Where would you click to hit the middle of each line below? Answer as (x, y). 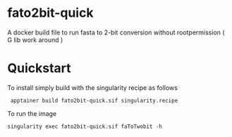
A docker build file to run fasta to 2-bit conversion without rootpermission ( (116, 32)
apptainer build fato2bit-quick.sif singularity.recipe (94, 100)
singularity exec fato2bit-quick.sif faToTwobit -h (85, 126)
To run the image (32, 113)
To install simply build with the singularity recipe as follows (93, 87)
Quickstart (39, 68)
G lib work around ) (35, 39)
